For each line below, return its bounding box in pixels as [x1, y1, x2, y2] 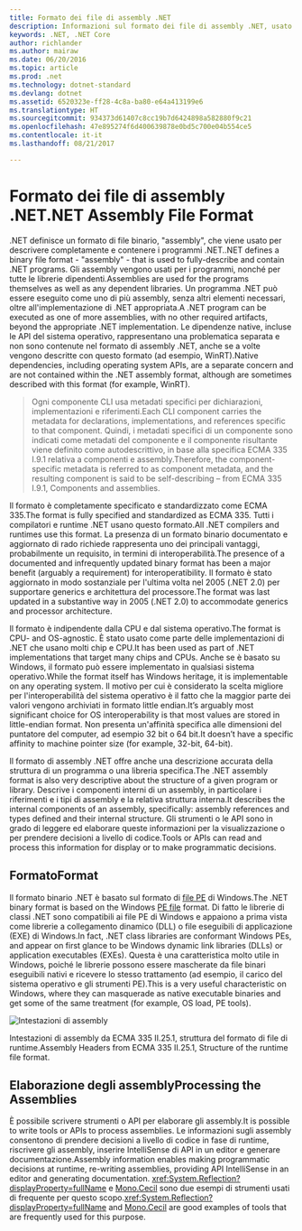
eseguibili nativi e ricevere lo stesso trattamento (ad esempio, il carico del [9, 968, 283, 979]
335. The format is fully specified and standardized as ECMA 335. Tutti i [9, 509, 274, 520]
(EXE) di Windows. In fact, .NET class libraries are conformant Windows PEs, [9, 930, 292, 941]
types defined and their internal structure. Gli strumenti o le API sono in [9, 813, 273, 824]
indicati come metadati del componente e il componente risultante [31, 434, 278, 445]
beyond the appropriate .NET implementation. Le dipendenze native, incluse [9, 321, 292, 332]
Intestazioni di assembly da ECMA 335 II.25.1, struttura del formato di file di [9, 1032, 288, 1043]
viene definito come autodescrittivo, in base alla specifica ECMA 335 [31, 444, 288, 455]
